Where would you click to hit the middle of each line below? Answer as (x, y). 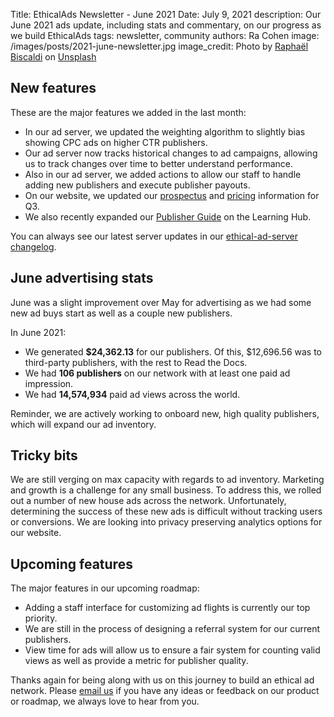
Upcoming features (71, 564)
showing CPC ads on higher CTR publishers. (116, 142)
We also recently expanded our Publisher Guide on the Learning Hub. (168, 216)
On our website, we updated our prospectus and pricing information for (172, 195)
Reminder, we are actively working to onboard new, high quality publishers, (165, 413)
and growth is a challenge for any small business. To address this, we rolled (166, 490)
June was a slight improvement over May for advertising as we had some (161, 302)
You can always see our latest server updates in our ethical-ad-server (154, 236)
